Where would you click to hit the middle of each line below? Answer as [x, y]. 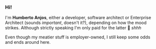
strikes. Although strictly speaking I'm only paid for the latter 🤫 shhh [73, 28]
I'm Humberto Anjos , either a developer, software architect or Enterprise [78, 18]
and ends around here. [28, 42]
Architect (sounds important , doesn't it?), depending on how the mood [76, 23]
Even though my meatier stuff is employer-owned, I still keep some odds [78, 37]
